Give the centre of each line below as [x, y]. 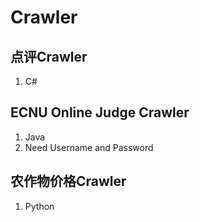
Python [39, 206]
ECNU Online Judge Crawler [100, 112]
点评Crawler [49, 56]
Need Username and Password [89, 147]
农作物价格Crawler [68, 181]
